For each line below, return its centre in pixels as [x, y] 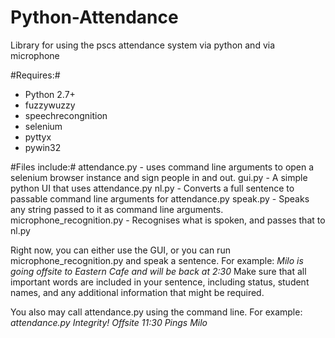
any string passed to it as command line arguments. [117, 209]
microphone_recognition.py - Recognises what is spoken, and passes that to [168, 220]
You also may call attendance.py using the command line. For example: [156, 312]
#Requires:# [35, 75]
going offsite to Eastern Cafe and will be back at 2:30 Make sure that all [158, 271]
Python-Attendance [94, 17]
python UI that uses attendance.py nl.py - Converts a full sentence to [152, 188]
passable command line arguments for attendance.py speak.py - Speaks [160, 198]
